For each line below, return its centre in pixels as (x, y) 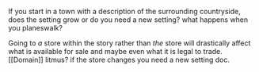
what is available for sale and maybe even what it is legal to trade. (116, 51)
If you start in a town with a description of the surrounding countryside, (124, 11)
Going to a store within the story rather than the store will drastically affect (129, 43)
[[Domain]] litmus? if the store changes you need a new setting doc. (119, 59)
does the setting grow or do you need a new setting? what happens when (128, 20)
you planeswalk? (36, 28)
